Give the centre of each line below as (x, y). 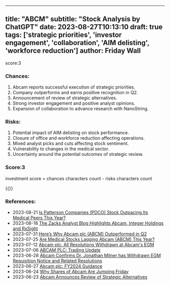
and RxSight (25, 229)
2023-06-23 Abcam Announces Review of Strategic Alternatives (80, 277)
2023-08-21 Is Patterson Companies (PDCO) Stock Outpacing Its (80, 212)
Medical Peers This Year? (39, 218)
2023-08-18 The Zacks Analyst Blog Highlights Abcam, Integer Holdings (88, 223)
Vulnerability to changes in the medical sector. (61, 149)
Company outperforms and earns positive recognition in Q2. (75, 93)
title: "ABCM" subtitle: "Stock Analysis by (73, 19)
